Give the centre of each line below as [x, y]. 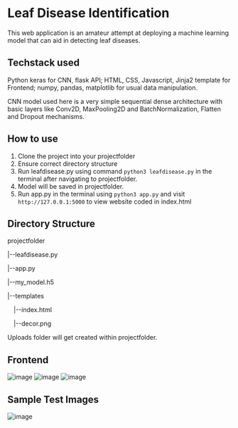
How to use [33, 139]
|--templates [26, 296]
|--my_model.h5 [31, 282]
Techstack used [44, 63]
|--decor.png [33, 324]
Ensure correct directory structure [67, 163]
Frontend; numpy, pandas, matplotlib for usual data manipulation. [103, 88]
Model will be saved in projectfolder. [71, 186]
